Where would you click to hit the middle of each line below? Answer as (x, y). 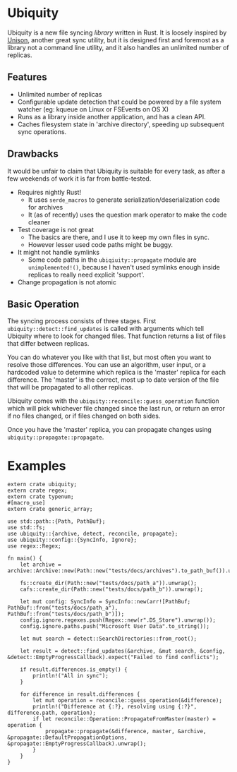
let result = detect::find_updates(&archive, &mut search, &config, (123, 651)
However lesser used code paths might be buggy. (101, 244)
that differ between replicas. (48, 344)
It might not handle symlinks (59, 252)
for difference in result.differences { (80, 694)
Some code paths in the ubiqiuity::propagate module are (112, 260)
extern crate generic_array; (50, 509)
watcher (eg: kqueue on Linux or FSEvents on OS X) (93, 109)
